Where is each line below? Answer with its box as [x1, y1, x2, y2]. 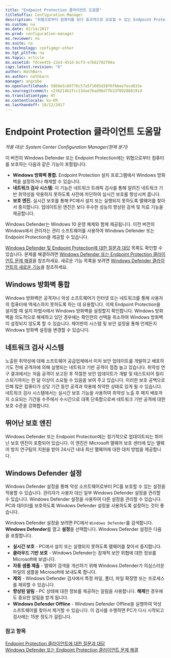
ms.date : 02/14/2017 [5, 27, 49, 32]
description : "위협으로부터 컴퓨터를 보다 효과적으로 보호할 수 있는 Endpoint [5, 17, 152, 22]
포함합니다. [10, 532, 33, 539]
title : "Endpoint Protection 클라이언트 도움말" [5, 7, 102, 13]
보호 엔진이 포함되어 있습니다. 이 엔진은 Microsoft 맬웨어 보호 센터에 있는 [10, 440, 155, 446]
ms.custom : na [5, 21, 36, 27]
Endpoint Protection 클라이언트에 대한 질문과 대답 [5, 640, 105, 646]
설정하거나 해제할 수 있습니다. [22, 178, 81, 184]
